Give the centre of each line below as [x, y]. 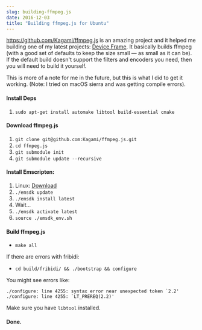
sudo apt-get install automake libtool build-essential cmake [95, 112]
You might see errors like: [38, 280]
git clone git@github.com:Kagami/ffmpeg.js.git [76, 139]
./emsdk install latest [45, 199]
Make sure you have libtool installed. [53, 308]
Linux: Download [36, 185]
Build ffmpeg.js [26, 231]
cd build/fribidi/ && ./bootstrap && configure [76, 269]
